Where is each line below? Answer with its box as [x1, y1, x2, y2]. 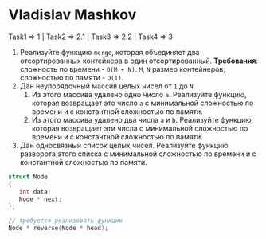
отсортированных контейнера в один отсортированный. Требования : [19, 56, 259, 65]
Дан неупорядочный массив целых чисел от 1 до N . [19, 81, 196, 91]
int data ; [18, 187, 52, 196]
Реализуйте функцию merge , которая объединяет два [19, 47, 200, 57]
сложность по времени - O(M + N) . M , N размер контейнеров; [19, 64, 225, 73]
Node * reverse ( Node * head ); [8, 225, 109, 233]
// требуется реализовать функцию [8, 217, 123, 225]
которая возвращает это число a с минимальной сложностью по [31, 98, 254, 108]
